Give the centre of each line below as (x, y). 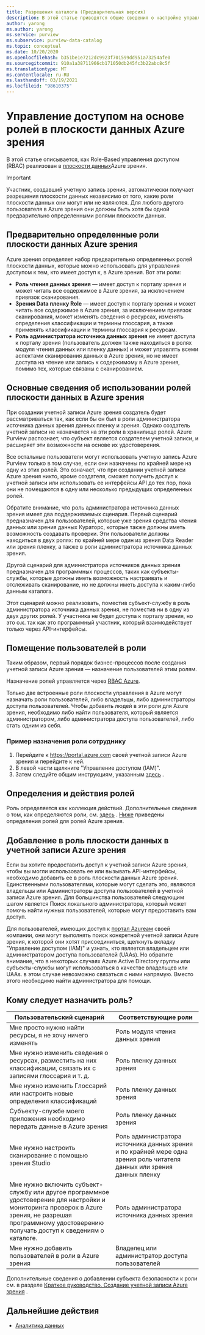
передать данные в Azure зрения (59, 1126)
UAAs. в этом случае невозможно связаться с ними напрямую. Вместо (100, 974)
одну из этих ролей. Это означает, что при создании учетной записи (96, 470)
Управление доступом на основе (95, 116)
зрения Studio (30, 1163)
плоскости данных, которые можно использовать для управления (93, 265)
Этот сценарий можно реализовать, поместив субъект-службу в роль (98, 603)
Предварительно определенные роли (83, 235)
